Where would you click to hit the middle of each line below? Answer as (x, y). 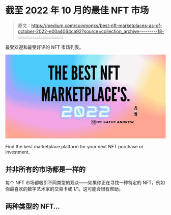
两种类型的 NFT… (33, 207)
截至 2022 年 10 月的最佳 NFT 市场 (77, 10)
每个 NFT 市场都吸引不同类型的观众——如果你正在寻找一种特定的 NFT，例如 (85, 183)
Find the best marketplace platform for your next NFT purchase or (74, 147)
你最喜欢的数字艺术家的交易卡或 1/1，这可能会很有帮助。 (64, 189)
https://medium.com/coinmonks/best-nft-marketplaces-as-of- (97, 25)
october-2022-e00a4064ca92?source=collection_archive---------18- (91, 31)
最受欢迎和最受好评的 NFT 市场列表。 (45, 47)
